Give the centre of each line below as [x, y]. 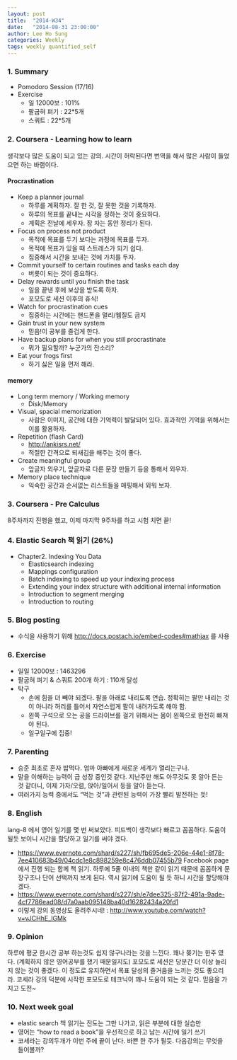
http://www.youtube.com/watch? [158, 910]
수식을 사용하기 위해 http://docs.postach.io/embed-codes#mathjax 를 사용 [123, 636]
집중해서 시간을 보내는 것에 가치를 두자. [82, 257]
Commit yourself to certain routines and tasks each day [98, 265]
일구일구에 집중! [50, 733]
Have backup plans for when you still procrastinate [92, 339]
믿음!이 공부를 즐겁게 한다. [64, 331]
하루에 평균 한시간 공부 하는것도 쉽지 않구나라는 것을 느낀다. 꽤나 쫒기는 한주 [112, 953]
